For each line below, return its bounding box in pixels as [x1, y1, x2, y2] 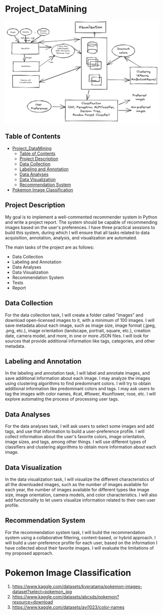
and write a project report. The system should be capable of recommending [5, 219, 158, 225]
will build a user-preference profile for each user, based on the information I [5, 540, 158, 546]
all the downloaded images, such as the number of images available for [5, 481, 148, 487]
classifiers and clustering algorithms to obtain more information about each [5, 444, 156, 450]
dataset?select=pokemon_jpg [12, 589, 72, 594]
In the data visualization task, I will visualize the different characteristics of [5, 476, 155, 482]
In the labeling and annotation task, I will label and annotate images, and [5, 370, 150, 376]
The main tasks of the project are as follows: [5, 244, 94, 250]
